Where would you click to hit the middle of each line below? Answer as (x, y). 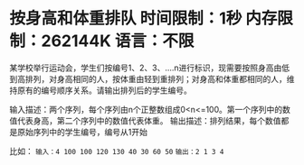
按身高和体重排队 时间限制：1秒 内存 (143, 18)
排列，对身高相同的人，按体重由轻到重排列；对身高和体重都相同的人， (156, 78)
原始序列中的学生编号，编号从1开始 (82, 132)
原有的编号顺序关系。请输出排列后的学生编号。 (104, 90)
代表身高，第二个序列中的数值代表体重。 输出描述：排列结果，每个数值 (149, 120)
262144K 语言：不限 (118, 41)
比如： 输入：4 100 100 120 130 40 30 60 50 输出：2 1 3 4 (117, 151)
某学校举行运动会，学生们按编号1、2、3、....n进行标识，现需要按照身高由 (146, 68)
